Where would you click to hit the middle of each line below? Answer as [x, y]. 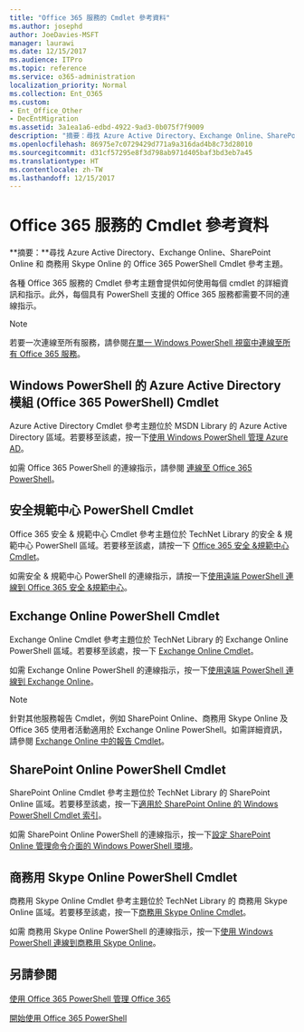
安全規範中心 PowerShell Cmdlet [102, 510]
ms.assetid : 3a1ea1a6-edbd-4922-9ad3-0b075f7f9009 [107, 128]
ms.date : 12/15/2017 [48, 52]
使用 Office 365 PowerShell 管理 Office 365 [90, 999]
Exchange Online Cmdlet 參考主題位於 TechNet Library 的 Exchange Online [149, 639]
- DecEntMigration [44, 119]
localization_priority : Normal [68, 85]
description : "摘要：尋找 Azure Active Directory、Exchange [121, 136]
